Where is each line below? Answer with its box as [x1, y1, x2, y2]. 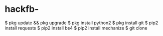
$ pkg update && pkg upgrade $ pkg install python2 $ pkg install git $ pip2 [5, 20, 158, 26]
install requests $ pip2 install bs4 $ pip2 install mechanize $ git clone [5, 25, 147, 31]
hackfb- [5, 3, 39, 15]
